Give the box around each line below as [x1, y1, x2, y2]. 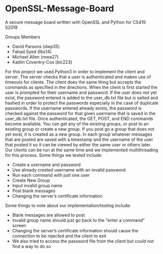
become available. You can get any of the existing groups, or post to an [5, 121, 149, 127]
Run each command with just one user [12, 172, 90, 178]
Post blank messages [12, 188, 55, 194]
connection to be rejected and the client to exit [12, 233, 107, 239]
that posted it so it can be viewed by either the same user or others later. [5, 141, 152, 147]
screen [12, 222, 26, 228]
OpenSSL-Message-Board [5, 3, 114, 14]
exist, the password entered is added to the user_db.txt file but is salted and [5, 94, 158, 101]
